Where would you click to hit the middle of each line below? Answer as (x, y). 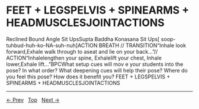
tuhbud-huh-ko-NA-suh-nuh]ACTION (52, 45)
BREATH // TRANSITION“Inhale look (142, 45)
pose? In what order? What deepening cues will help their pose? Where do (97, 70)
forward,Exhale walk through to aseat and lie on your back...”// (82, 51)
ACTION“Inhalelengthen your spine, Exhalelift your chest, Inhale (84, 58)
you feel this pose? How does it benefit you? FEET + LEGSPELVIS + (88, 77)
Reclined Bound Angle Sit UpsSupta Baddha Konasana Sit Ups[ (83, 39)
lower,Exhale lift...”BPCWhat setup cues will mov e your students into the (95, 64)
